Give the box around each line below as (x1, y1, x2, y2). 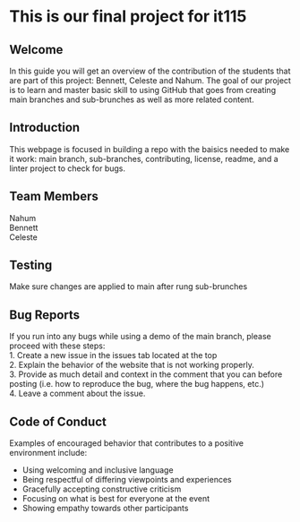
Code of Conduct (9, 414, 107, 429)
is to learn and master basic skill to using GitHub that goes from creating (9, 85, 276, 95)
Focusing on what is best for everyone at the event (21, 493, 210, 504)
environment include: (9, 448, 88, 458)
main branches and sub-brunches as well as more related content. (9, 94, 254, 105)
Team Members (9, 189, 99, 204)
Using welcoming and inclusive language (21, 465, 174, 475)
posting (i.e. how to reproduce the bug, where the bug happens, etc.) (9, 379, 265, 389)
